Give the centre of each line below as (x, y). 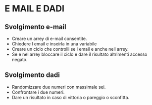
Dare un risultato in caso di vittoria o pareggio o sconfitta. (71, 97)
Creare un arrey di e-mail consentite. (49, 38)
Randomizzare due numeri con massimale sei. (59, 87)
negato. (20, 59)
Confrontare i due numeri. (38, 92)
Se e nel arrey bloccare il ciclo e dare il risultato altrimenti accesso (79, 54)
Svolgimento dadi (32, 75)
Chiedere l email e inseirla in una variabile (54, 44)
